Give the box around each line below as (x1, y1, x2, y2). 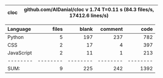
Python (7, 34, 24, 40)
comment (100, 26, 123, 32)
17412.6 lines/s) (69, 12, 109, 19)
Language (7, 26, 32, 32)
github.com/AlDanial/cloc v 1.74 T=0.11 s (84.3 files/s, (24, 6, 154, 13)
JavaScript (7, 50, 33, 56)
